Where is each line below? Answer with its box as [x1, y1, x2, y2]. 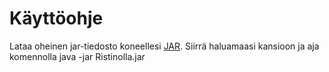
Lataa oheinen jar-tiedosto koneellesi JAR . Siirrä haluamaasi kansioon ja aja [9, 40, 320, 52]
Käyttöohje [9, 7, 104, 30]
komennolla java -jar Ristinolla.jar [9, 50, 146, 62]
